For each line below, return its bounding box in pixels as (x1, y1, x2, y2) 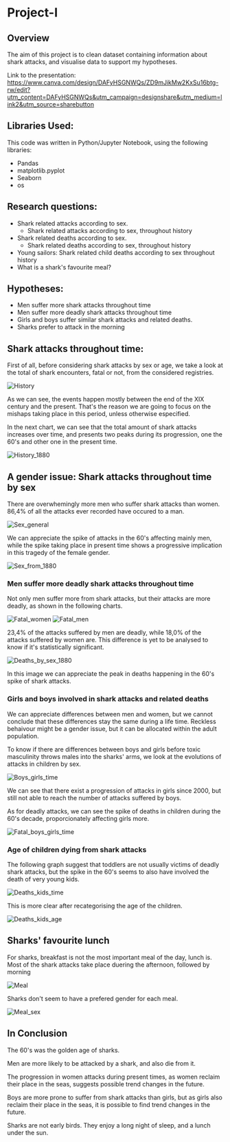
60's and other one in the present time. (7, 438, 118, 446)
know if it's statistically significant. (7, 643, 104, 651)
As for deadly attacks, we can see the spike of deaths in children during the (7, 806, 221, 815)
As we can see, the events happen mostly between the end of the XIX (7, 395, 205, 404)
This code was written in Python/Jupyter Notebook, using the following (7, 138, 208, 146)
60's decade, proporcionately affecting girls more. (7, 814, 150, 822)
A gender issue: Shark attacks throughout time (7, 471, 212, 483)
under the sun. (7, 1128, 49, 1136)
